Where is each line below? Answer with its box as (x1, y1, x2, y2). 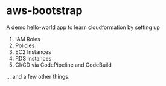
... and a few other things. (6, 73, 70, 80)
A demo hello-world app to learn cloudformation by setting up (6, 24, 160, 31)
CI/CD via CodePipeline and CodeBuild (14, 61, 112, 68)
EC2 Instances (14, 48, 51, 55)
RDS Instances (14, 55, 52, 62)
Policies (14, 42, 35, 49)
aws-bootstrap (6, 4, 83, 18)
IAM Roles (14, 35, 40, 42)
